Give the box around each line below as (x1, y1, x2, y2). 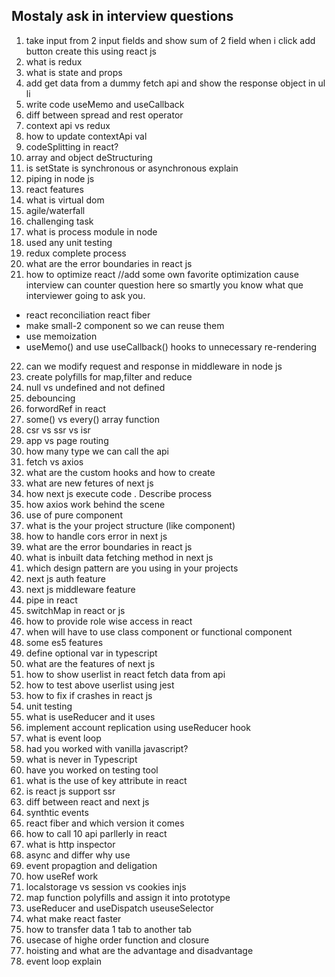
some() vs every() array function (25, 413, 160, 425)
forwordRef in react (25, 402, 107, 414)
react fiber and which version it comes (25, 817, 185, 829)
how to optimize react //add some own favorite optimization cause (25, 268, 299, 280)
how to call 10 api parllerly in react (25, 827, 168, 839)
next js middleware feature (25, 583, 136, 595)
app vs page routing (25, 434, 109, 446)
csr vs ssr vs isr (25, 424, 91, 436)
